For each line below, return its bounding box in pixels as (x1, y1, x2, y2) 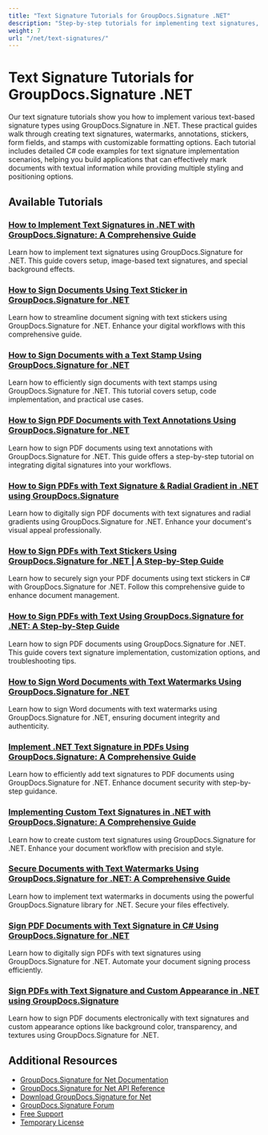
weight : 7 (8, 26, 42, 34)
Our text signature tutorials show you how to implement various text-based (8, 112, 255, 122)
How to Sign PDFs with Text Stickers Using (8, 545, 178, 556)
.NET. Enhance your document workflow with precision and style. (8, 843, 224, 853)
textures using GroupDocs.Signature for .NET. (8, 1031, 160, 1040)
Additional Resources (8, 1053, 118, 1067)
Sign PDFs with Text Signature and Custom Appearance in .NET (8, 985, 260, 996)
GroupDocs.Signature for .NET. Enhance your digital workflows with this (8, 321, 246, 331)
